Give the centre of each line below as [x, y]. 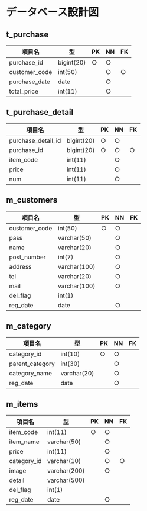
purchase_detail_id [35, 140]
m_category [29, 326]
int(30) [70, 364]
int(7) [66, 257]
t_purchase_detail [40, 112]
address [20, 266]
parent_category [32, 364]
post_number [27, 257]
